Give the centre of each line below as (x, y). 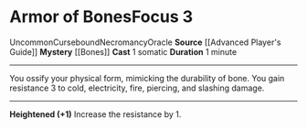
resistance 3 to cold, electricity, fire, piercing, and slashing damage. (137, 88)
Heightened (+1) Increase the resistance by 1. (95, 114)
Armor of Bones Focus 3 (101, 17)
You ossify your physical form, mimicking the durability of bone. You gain (147, 78)
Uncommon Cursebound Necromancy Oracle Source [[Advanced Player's (145, 42)
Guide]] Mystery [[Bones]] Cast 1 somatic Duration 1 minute (123, 51)
